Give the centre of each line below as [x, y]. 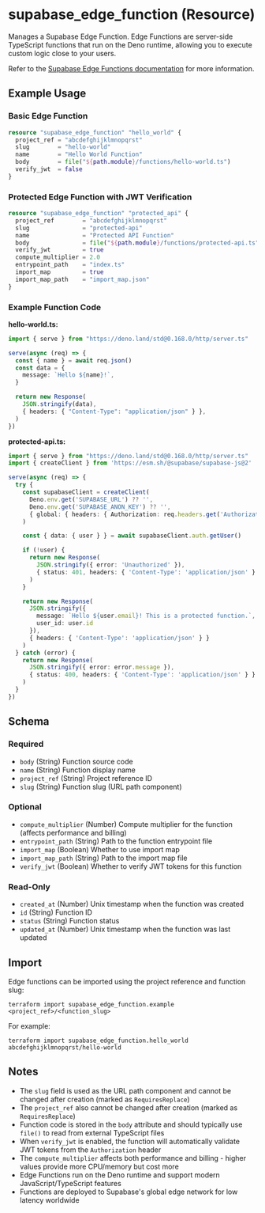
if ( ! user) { [44, 550]
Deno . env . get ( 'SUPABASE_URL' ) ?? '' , [91, 499]
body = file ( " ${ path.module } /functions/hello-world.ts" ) [123, 162]
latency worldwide [50, 1200]
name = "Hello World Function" [79, 155]
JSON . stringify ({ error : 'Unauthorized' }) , [111, 565]
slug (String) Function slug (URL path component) [101, 787]
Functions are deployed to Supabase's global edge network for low [129, 1192]
